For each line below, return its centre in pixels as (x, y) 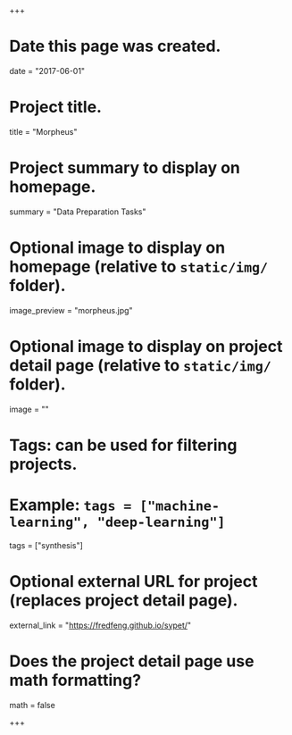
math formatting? (75, 680)
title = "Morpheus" (43, 131)
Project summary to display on (125, 168)
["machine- (180, 506)
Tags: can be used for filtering (123, 445)
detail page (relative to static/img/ (141, 365)
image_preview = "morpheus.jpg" (71, 310)
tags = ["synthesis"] (46, 545)
